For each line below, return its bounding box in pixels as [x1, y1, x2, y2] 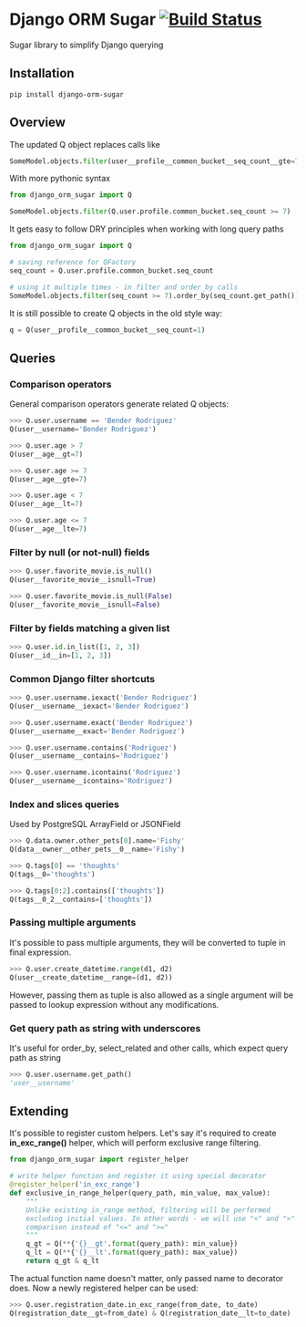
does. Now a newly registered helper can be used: [9, 1282, 199, 1293]
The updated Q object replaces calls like [9, 139, 161, 150]
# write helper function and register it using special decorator [9, 1172, 267, 1181]
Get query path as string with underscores [9, 1021, 201, 1034]
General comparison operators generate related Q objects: [9, 399, 229, 410]
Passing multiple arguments [9, 917, 137, 929]
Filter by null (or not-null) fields [9, 545, 150, 558]
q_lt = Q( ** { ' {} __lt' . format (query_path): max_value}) [25, 1248, 239, 1258]
